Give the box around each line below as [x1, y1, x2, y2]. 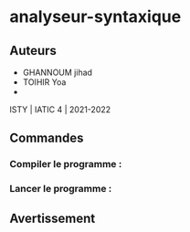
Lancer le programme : [9, 183, 112, 195]
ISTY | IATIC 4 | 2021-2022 [9, 104, 111, 115]
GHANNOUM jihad [22, 67, 93, 78]
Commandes [9, 131, 84, 146]
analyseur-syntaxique [9, 6, 182, 27]
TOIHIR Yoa [22, 77, 67, 88]
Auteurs [9, 43, 58, 58]
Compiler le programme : [9, 158, 122, 171]
